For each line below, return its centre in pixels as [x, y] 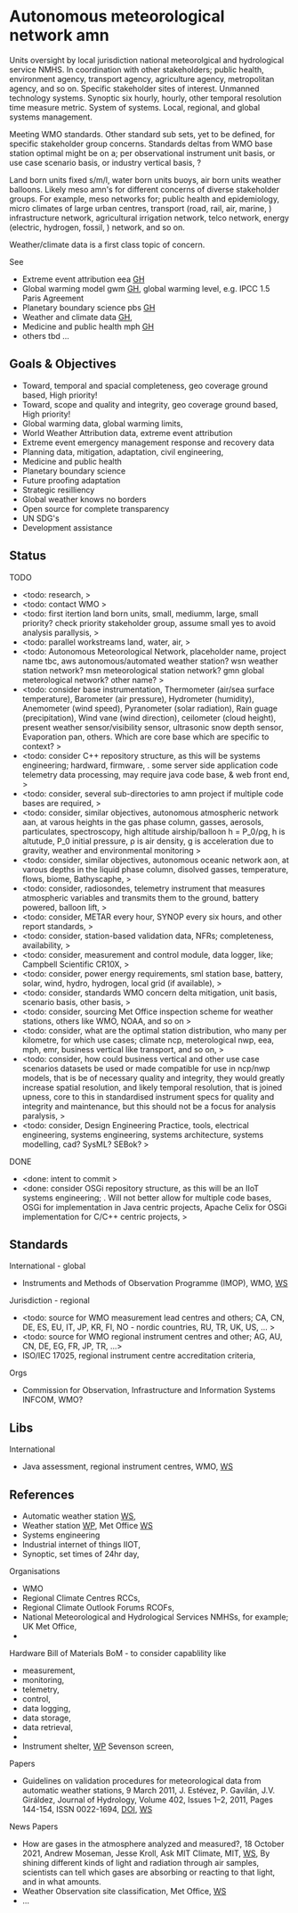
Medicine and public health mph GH [88, 326]
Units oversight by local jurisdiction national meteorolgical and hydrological [147, 60]
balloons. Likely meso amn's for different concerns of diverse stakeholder [145, 189]
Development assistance [67, 527]
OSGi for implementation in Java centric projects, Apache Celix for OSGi [154, 1207]
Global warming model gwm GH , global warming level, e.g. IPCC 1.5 [146, 288]
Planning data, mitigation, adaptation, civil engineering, [123, 451]
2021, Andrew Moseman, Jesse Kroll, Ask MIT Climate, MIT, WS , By [146, 1853]
